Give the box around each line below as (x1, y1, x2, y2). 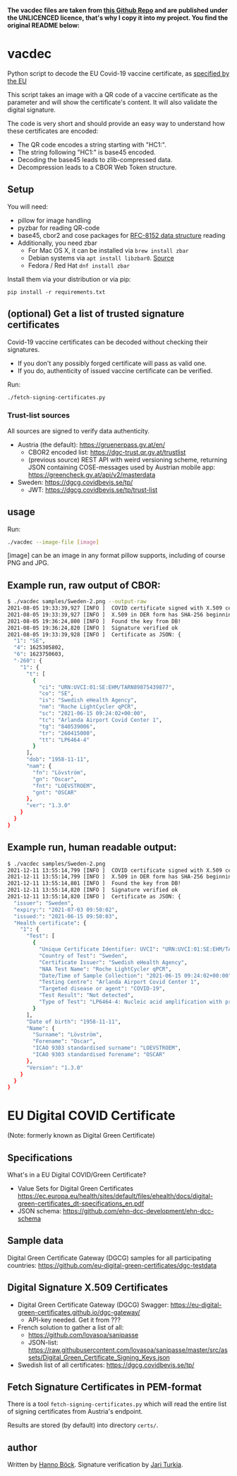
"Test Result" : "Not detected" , (38, 992, 134, 999)
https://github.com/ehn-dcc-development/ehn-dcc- (62, 1207, 214, 1215)
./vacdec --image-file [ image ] (7, 538, 99, 546)
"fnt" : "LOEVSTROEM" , (32, 782, 97, 789)
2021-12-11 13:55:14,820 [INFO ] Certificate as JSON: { (7, 893, 181, 900)
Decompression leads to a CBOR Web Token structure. (17, 163, 177, 171)
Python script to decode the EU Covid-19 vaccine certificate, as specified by (7, 69, 230, 77)
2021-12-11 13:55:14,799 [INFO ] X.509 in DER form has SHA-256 (7, 874, 203, 881)
